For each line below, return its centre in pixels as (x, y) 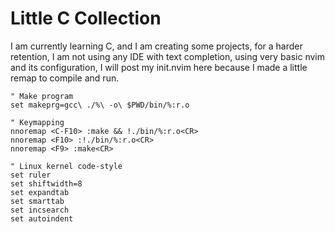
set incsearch (40, 210)
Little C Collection (86, 18)
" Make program (42, 96)
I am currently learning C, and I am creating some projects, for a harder (156, 46)
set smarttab (37, 201)
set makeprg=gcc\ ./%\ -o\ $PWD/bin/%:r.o (100, 105)
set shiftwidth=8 (46, 183)
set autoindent (42, 218)
